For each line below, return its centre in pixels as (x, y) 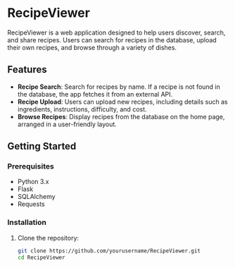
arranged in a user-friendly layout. (67, 124)
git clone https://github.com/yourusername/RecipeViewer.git (109, 251)
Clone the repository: (48, 238)
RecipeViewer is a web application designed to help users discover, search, (116, 32)
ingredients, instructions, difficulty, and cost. (82, 109)
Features (27, 69)
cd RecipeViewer (41, 257)
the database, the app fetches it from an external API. (95, 94)
